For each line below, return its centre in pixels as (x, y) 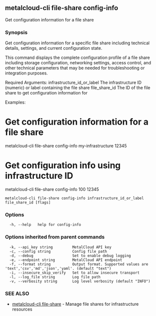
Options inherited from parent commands (55, 237)
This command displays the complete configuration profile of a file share (78, 57)
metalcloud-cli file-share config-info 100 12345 (52, 189)
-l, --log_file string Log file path (55, 277)
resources (22, 309)
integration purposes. (26, 73)
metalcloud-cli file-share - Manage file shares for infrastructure (75, 304)
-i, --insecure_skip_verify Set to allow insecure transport (74, 273)
